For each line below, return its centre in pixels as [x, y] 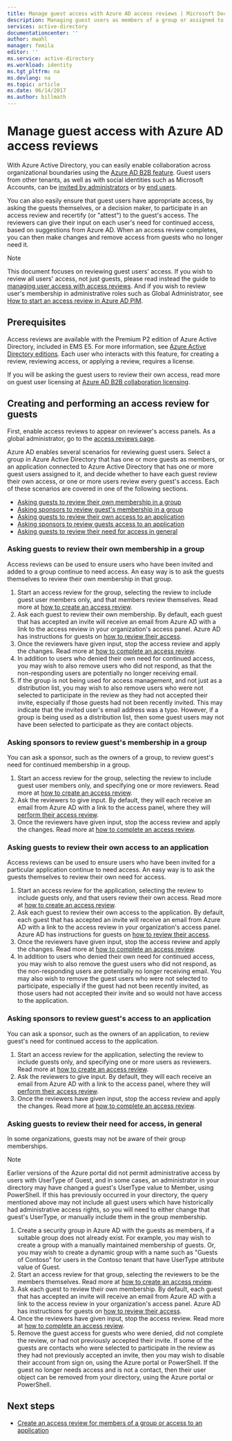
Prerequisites [37, 322]
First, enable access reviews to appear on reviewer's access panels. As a [112, 431]
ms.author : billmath [37, 97]
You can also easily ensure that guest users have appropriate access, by [110, 200]
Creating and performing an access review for [108, 404]
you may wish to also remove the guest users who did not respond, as [117, 964]
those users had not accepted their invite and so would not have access [119, 993]
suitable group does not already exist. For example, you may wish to [114, 1238]
